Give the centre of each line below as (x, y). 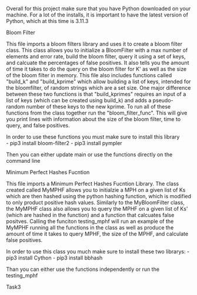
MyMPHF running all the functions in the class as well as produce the (90, 227)
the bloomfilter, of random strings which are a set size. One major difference (98, 88)
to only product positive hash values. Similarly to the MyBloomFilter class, (96, 202)
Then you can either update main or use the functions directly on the (89, 155)
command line (23, 161)
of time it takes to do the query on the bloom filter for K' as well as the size (96, 69)
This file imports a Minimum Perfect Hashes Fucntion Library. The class (93, 183)
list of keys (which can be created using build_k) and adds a (79, 100)
